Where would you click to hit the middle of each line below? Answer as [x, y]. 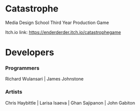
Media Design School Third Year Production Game [57, 22]
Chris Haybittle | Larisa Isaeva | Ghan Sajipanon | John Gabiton [70, 102]
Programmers [22, 68]
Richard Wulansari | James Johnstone [44, 79]
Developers [30, 52]
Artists [14, 92]
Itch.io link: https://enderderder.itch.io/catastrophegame [63, 32]
